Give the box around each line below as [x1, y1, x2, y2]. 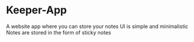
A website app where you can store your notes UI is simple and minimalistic [6, 23, 189, 30]
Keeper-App [6, 3, 67, 17]
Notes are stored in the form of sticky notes [6, 29, 111, 36]
